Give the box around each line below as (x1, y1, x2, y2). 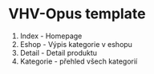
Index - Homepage (19, 31, 83, 41)
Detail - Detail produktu (19, 48, 98, 57)
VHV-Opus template (8, 5, 146, 23)
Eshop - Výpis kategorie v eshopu (19, 39, 132, 49)
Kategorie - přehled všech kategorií (19, 56, 138, 66)
